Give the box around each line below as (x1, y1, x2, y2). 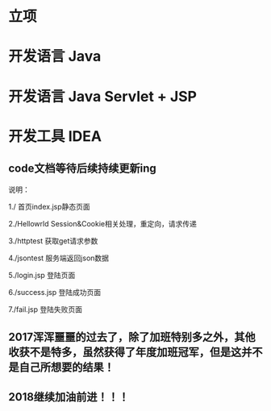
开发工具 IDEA (8, 127, 102, 145)
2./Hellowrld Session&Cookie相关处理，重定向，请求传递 (8, 218, 198, 228)
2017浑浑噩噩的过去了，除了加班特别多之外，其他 (8, 330, 256, 343)
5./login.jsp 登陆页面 (8, 270, 76, 280)
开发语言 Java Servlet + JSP (8, 87, 198, 106)
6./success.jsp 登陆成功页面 (8, 287, 102, 297)
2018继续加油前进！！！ (8, 390, 130, 404)
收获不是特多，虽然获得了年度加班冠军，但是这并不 (8, 345, 263, 359)
